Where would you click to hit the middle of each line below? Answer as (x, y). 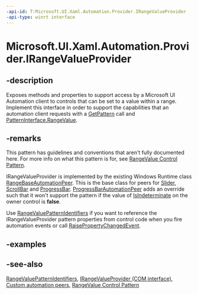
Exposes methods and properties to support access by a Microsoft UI (91, 94)
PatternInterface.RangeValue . (42, 120)
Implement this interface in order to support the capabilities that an (87, 107)
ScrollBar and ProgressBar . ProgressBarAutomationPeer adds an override (95, 189)
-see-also (25, 264)
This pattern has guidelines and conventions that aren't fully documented (95, 153)
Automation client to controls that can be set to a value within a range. (91, 101)
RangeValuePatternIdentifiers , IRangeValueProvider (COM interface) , (90, 279)
